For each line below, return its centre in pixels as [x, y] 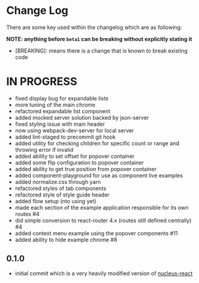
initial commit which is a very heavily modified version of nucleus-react [104, 273]
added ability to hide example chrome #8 [66, 239]
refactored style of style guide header [62, 195]
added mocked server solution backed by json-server [82, 117]
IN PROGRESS [42, 82]
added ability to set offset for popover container [75, 156]
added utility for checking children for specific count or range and [97, 143]
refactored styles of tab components [61, 188]
